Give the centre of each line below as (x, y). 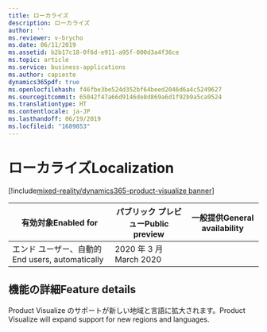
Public (157, 223)
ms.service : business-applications (67, 68)
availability (222, 228)
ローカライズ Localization (91, 168)
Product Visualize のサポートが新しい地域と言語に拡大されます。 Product (127, 310)
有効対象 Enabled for (60, 222)
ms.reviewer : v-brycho (46, 38)
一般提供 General (223, 218)
